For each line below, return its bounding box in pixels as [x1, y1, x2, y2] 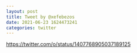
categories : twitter [6, 24, 57, 31]
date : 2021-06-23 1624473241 [6, 19, 78, 25]
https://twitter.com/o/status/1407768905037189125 [6, 41, 131, 48]
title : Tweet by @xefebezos [6, 14, 75, 20]
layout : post [6, 8, 38, 15]
